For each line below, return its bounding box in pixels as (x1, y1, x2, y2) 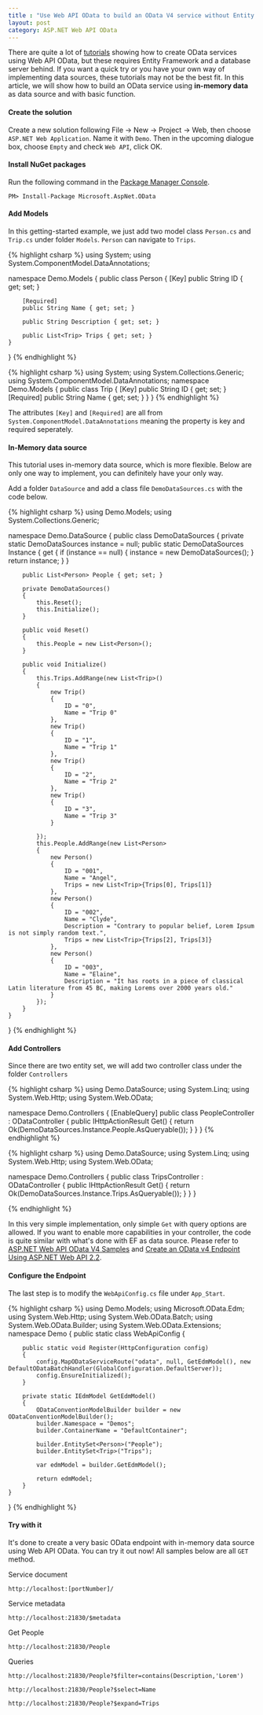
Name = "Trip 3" (64, 812, 118, 821)
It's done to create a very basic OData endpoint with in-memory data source (8, 1537, 255, 1547)
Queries (8, 1657, 34, 1666)
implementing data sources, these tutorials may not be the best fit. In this (8, 72, 245, 83)
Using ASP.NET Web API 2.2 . (8, 1252, 102, 1263)
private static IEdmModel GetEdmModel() (22, 1392, 156, 1400)
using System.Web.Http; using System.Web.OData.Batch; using (8, 1311, 214, 1322)
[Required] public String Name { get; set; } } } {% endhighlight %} (8, 393, 220, 402)
